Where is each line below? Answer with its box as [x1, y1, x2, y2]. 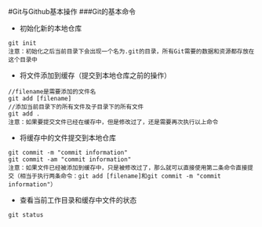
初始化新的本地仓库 [19, 24, 82, 33]
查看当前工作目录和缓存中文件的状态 [19, 196, 137, 204]
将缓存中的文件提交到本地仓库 [19, 133, 116, 142]
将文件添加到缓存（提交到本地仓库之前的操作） [19, 71, 171, 80]
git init [8, 39, 37, 47]
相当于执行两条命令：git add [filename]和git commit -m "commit [19, 172, 221, 180]
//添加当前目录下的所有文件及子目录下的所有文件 [8, 103, 144, 111]
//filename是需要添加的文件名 [8, 88, 96, 96]
